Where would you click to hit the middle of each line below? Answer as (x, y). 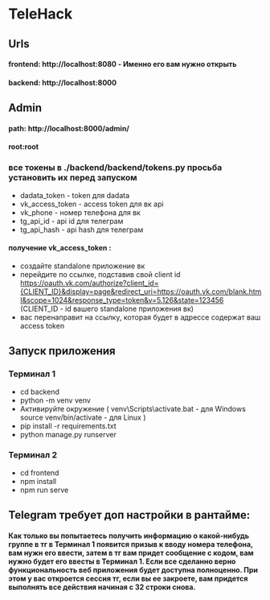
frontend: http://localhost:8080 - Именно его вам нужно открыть (123, 64)
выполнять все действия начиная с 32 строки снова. (102, 587)
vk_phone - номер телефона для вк (80, 212)
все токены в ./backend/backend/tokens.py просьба (115, 168)
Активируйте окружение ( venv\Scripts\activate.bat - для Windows (133, 408)
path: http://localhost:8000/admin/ (69, 128)
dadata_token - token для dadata (75, 195)
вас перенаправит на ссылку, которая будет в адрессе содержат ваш (140, 317)
